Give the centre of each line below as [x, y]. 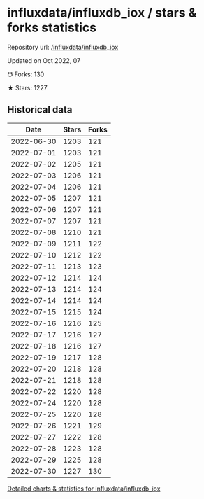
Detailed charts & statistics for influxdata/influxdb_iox [84, 489]
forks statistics [52, 28]
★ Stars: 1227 [27, 87]
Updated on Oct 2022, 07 [44, 60]
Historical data [40, 110]
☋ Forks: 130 [26, 74]
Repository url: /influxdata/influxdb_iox [63, 47]
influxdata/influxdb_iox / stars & [102, 13]
